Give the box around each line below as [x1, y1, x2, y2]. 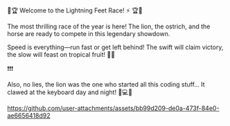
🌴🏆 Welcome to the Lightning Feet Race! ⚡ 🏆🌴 [7, 6, 143, 15]
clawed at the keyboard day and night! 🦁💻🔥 [7, 88, 133, 96]
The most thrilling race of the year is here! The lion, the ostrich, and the [7, 22, 211, 30]
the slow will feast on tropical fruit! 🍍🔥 [7, 51, 116, 58]
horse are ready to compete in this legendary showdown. [7, 30, 170, 37]
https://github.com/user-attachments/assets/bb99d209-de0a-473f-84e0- [7, 104, 220, 112]
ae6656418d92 [7, 111, 51, 120]
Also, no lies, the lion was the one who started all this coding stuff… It [7, 80, 206, 89]
